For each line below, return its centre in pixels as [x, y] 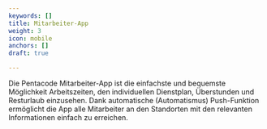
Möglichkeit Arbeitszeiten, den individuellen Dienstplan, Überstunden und [131, 92]
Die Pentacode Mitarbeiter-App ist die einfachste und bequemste [117, 83]
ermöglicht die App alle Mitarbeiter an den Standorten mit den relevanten [131, 109]
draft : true [28, 53]
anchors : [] [28, 46]
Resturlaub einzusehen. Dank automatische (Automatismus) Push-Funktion [134, 100]
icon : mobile [30, 38]
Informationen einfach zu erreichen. [68, 117]
